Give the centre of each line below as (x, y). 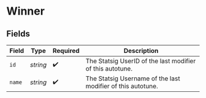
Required (66, 51)
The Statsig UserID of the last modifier (141, 61)
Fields (18, 34)
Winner (25, 11)
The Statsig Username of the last (133, 79)
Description (141, 51)
